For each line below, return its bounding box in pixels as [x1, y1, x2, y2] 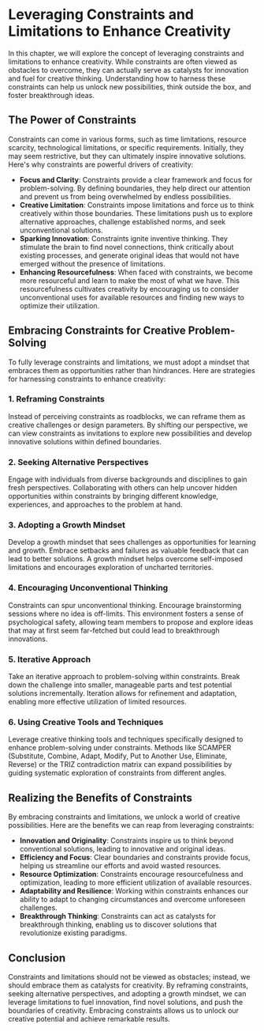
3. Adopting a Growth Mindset [8, 519, 126, 531]
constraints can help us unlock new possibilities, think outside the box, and [8, 81, 251, 92]
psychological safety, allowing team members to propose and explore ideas [8, 617, 254, 626]
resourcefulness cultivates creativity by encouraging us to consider [19, 284, 239, 293]
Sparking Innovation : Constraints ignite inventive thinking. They [19, 233, 229, 243]
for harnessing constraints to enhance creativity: [8, 374, 166, 383]
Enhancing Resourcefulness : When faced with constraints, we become [19, 267, 254, 277]
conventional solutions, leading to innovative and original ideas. [19, 844, 226, 854]
